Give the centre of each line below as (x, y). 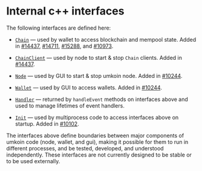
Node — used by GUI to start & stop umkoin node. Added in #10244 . (99, 76)
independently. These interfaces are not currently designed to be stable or (99, 155)
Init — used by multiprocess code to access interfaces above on (97, 117)
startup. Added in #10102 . (47, 124)
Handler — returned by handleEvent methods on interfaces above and (102, 99)
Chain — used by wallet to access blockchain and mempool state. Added (106, 39)
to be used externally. (33, 161)
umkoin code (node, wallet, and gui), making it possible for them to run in (97, 142)
